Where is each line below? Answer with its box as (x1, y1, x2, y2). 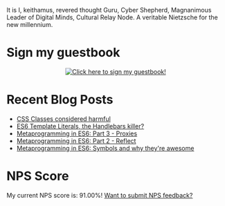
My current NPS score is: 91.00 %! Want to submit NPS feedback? (6, 191, 193, 199)
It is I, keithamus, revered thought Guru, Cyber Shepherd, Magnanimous (6, 6, 212, 14)
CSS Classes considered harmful (16, 114, 111, 123)
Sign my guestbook (6, 45, 120, 61)
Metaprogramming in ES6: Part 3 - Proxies (16, 129, 138, 138)
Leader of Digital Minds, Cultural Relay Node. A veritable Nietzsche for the (6, 13, 219, 21)
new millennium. (6, 21, 53, 28)
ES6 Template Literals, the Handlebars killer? (16, 122, 145, 130)
